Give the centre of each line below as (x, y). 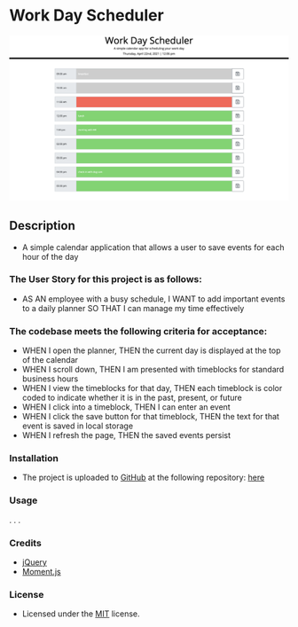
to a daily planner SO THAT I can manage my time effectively (133, 308)
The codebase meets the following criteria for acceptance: (138, 331)
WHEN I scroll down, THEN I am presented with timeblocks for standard (153, 370)
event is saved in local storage (78, 426)
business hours (50, 379)
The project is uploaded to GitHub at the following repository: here (143, 478)
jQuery (34, 562)
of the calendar (50, 360)
